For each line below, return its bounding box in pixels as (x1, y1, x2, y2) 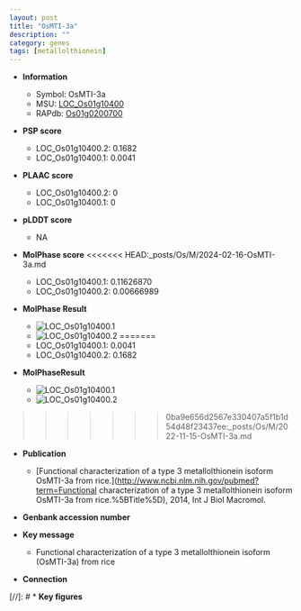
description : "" (9, 30, 70, 39)
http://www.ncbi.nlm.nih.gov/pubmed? (116, 475, 259, 487)
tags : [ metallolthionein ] (9, 47, 106, 56)
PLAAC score (22, 170, 74, 181)
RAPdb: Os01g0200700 (35, 108, 123, 119)
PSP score (22, 125, 62, 136)
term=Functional (35, 485, 97, 496)
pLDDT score (22, 214, 73, 225)
